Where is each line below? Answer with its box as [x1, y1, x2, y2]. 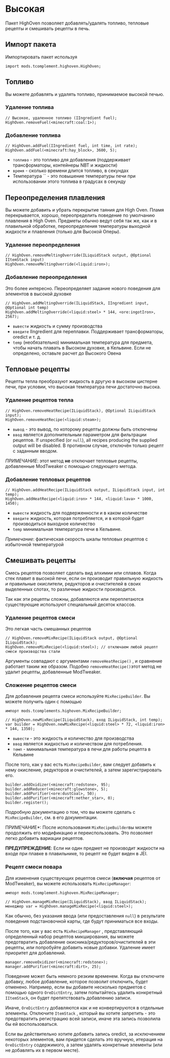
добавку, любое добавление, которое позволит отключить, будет [5, 978, 149, 984]
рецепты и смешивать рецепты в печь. [5, 25, 90, 31]
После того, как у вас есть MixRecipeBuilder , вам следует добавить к [5, 762, 156, 768]
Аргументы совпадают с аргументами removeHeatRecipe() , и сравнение [5, 658, 163, 664]
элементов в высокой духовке [5, 291, 72, 297]
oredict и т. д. [12, 334, 42, 340]
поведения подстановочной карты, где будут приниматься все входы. [5, 918, 159, 924]
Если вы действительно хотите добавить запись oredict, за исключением [5, 1030, 165, 1037]
